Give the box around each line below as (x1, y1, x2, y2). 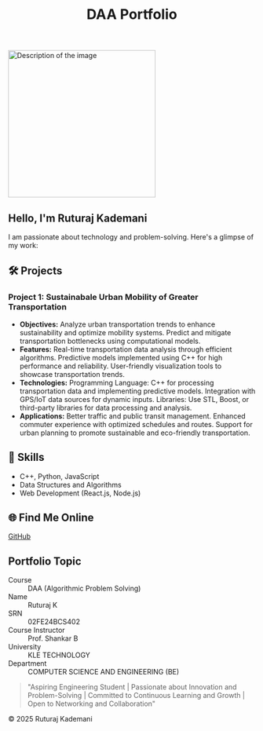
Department (8, 659, 47, 668)
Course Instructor (8, 626, 65, 635)
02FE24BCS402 (27, 617, 81, 627)
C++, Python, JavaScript (19, 471, 100, 481)
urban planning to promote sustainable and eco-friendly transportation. (19, 428, 250, 437)
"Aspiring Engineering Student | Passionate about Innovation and (27, 682, 237, 692)
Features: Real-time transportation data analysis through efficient (19, 344, 232, 354)
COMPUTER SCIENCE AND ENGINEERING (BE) (27, 667, 180, 677)
